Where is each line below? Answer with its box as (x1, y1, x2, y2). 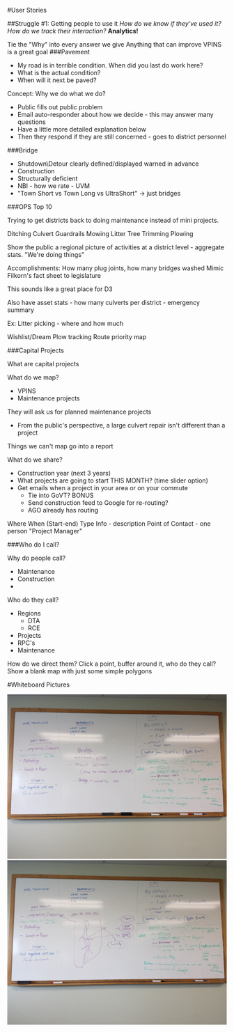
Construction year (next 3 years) (17, 469, 111, 477)
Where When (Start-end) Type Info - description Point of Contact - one (7, 519, 211, 528)
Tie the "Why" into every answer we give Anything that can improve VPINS (7, 40, 221, 48)
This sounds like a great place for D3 (7, 285, 113, 293)
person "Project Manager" (7, 527, 83, 535)
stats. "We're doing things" (7, 251, 85, 258)
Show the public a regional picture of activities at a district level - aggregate (7, 243, 225, 251)
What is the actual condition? (17, 69, 101, 77)
